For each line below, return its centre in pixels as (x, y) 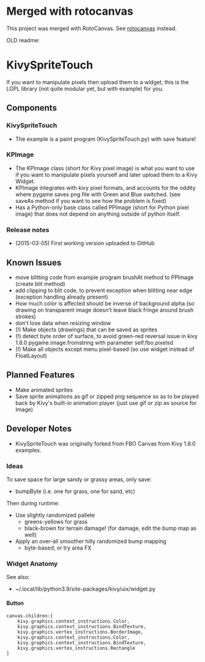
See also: (18, 577)
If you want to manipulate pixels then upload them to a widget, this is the (98, 82)
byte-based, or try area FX (58, 548)
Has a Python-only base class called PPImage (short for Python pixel (102, 207)
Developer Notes (39, 429)
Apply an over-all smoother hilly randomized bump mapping (91, 541)
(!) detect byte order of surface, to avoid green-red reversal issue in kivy (106, 336)
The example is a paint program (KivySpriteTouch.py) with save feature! (106, 139)
